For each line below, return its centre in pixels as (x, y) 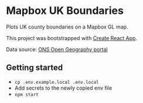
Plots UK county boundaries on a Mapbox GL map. (67, 27)
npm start (27, 94)
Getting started (35, 68)
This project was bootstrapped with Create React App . (72, 38)
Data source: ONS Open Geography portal (57, 49)
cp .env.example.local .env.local (57, 82)
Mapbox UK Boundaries (65, 11)
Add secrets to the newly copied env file (63, 88)
